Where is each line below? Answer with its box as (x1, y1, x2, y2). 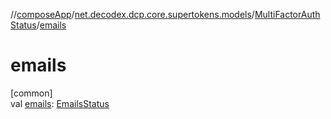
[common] (10, 87, 53, 99)
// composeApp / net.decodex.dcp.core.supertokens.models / (10, 9, 255, 20)
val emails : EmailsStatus (10, 97, 110, 109)
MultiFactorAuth (254, 9, 321, 20)
